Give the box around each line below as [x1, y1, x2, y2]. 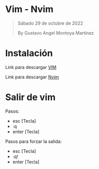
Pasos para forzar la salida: [5, 138, 62, 144]
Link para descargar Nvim [5, 74, 59, 80]
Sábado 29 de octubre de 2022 [17, 20, 83, 26]
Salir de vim [5, 92, 56, 103]
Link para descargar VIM [5, 64, 57, 70]
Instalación [5, 48, 53, 59]
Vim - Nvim [5, 4, 54, 15]
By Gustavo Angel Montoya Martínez [17, 30, 94, 36]
